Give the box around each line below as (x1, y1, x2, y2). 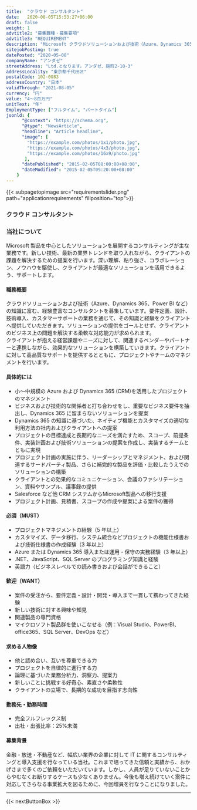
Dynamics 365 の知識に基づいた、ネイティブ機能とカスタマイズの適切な (14, 417, 189, 424)
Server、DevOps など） (55, 628, 113, 635)
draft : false (6, 19, 38, 25)
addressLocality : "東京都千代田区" (6, 69, 87, 75)
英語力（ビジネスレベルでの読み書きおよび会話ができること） (14, 563, 164, 570)
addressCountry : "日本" (6, 80, 63, 86)
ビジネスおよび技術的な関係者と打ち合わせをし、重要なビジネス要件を (14, 402, 185, 409)
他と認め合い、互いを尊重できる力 (14, 657, 97, 664)
